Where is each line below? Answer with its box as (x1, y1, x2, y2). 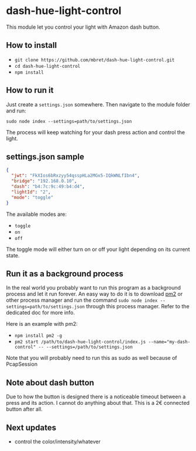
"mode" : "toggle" (11, 194, 54, 200)
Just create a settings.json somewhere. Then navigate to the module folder (6, 101, 190, 108)
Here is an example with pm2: (6, 321, 78, 328)
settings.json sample (6, 152, 85, 161)
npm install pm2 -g (14, 333, 63, 339)
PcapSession (6, 361, 38, 368)
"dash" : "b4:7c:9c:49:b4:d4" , (11, 184, 85, 190)
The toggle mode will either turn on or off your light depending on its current (6, 246, 190, 253)
